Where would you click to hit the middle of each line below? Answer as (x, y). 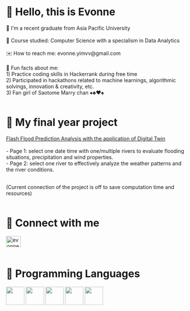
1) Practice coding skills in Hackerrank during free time (72, 74)
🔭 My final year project (62, 123)
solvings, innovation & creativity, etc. (50, 86)
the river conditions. (30, 169)
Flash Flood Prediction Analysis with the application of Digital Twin (86, 138)
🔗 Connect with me (53, 223)
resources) (19, 193)
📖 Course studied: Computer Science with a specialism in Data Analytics (93, 40)
